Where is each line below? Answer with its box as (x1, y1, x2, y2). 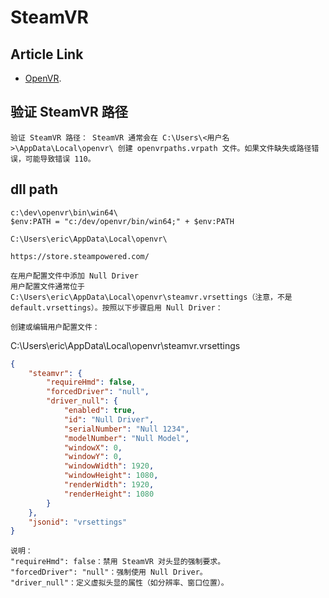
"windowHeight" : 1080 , (63, 471, 159, 481)
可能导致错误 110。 (24, 154, 96, 164)
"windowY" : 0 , (63, 452, 123, 462)
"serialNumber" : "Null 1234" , (63, 424, 190, 434)
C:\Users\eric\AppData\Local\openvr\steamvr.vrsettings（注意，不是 (10, 292, 293, 302)
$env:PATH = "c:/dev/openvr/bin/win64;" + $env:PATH (10, 216, 235, 226)
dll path (10, 181, 59, 198)
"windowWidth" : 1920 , (63, 461, 155, 471)
